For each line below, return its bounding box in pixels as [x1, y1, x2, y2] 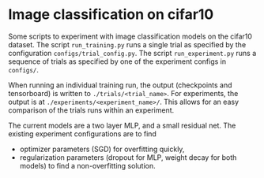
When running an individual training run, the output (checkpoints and [8, 80, 232, 90]
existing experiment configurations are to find [8, 128, 157, 139]
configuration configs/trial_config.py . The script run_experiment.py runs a [8, 48, 257, 57]
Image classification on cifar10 [8, 6, 214, 24]
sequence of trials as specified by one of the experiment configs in [8, 57, 227, 66]
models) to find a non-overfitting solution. [19, 161, 156, 170]
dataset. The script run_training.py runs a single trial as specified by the [8, 39, 247, 49]
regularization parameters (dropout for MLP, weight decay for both [19, 152, 237, 162]
